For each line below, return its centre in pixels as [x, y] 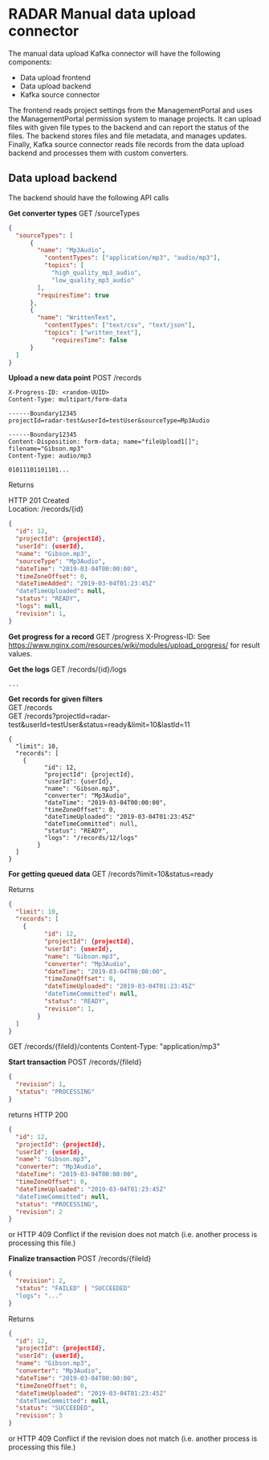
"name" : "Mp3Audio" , [71, 250]
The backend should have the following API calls [89, 197]
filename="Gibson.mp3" [46, 449]
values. [20, 653]
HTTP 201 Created [39, 500]
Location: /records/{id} [46, 509]
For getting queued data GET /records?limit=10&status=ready [111, 874]
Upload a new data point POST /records [75, 378]
